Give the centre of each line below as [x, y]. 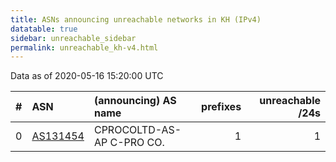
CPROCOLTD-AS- [137, 130]
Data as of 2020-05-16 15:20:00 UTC [87, 76]
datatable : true [44, 29]
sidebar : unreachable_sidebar [73, 38]
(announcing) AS [135, 101]
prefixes [221, 107]
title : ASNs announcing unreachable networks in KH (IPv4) [136, 19]
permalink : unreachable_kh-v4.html [84, 47]
